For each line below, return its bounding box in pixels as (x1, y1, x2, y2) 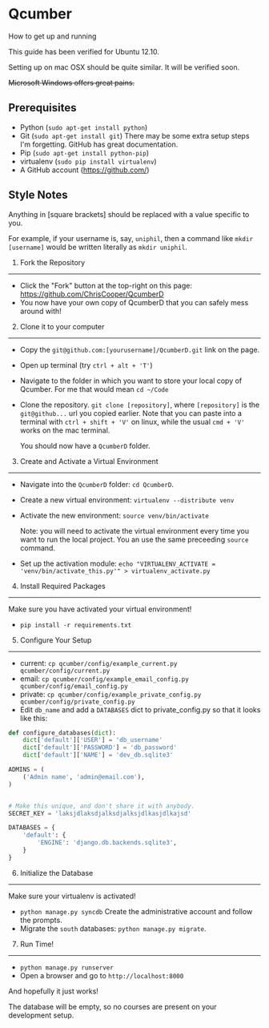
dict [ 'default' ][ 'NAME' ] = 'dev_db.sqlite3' (22, 751, 174, 760)
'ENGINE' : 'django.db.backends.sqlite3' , (37, 839, 178, 847)
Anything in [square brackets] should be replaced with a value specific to (8, 209, 250, 219)
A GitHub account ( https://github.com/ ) (19, 165, 150, 175)
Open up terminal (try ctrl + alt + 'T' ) (19, 360, 154, 369)
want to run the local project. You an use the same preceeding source (19, 534, 249, 544)
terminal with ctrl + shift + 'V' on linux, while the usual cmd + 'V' (19, 417, 246, 426)
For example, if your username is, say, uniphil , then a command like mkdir (8, 233, 254, 243)
